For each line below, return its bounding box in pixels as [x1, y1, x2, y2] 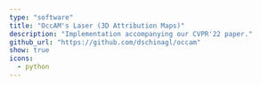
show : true [9, 46, 50, 55]
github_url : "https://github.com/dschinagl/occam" [9, 37, 201, 47]
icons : [9, 54, 34, 63]
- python [17, 63, 50, 72]
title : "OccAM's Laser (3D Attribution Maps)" [9, 21, 185, 30]
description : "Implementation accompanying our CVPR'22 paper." [9, 29, 253, 38]
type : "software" [9, 12, 74, 22]
